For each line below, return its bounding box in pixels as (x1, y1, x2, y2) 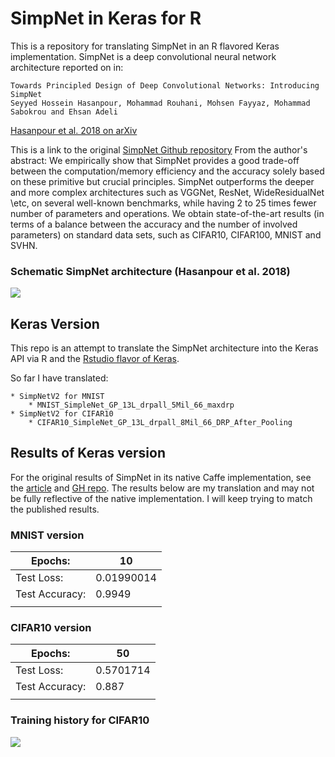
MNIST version (10, 528, 85, 542)
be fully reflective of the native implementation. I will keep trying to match (10, 492, 313, 504)
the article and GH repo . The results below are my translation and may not (10, 482, 315, 494)
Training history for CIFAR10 (10, 713, 150, 727)
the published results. (10, 503, 100, 515)
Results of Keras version (10, 445, 167, 462)
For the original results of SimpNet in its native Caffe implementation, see (10, 471, 312, 483)
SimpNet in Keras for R (10, 7, 202, 30)
